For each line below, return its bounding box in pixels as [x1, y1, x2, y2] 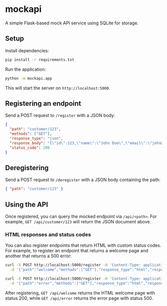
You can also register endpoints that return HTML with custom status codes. [5, 242, 162, 248]
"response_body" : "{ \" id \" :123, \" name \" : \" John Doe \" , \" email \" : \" [9, 140, 153, 145]
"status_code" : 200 [9, 145, 50, 150]
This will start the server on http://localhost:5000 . [5, 85, 110, 91]
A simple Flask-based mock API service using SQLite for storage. [5, 20, 139, 26]
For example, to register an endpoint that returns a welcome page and [5, 248, 149, 254]
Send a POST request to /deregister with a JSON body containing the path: [5, 177, 161, 183]
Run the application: [5, 66, 46, 72]
